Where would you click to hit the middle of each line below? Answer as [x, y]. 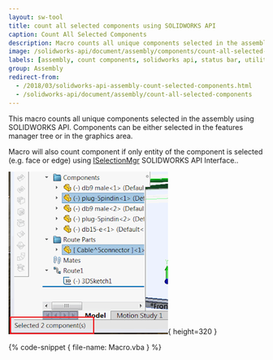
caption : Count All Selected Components [78, 34]
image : [19, 52]
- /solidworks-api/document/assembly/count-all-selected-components [134, 94]
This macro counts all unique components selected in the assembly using [131, 119]
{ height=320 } [193, 331]
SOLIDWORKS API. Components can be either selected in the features [126, 127]
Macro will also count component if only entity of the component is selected [136, 151]
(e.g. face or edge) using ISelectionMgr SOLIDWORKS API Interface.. [123, 160]
